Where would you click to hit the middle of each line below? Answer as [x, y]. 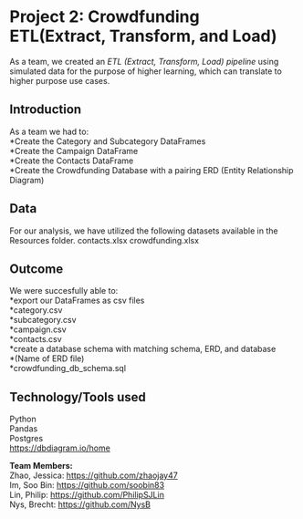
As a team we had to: [49, 131]
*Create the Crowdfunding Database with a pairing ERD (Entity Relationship [151, 170]
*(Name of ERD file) [47, 358]
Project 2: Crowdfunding [104, 17]
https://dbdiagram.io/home [60, 448]
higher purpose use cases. [60, 80]
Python [23, 419]
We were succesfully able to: [64, 291]
